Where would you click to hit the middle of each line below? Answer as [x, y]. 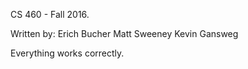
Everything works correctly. [67, 53]
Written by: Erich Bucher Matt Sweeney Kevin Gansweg [124, 33]
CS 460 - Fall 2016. [50, 14]
